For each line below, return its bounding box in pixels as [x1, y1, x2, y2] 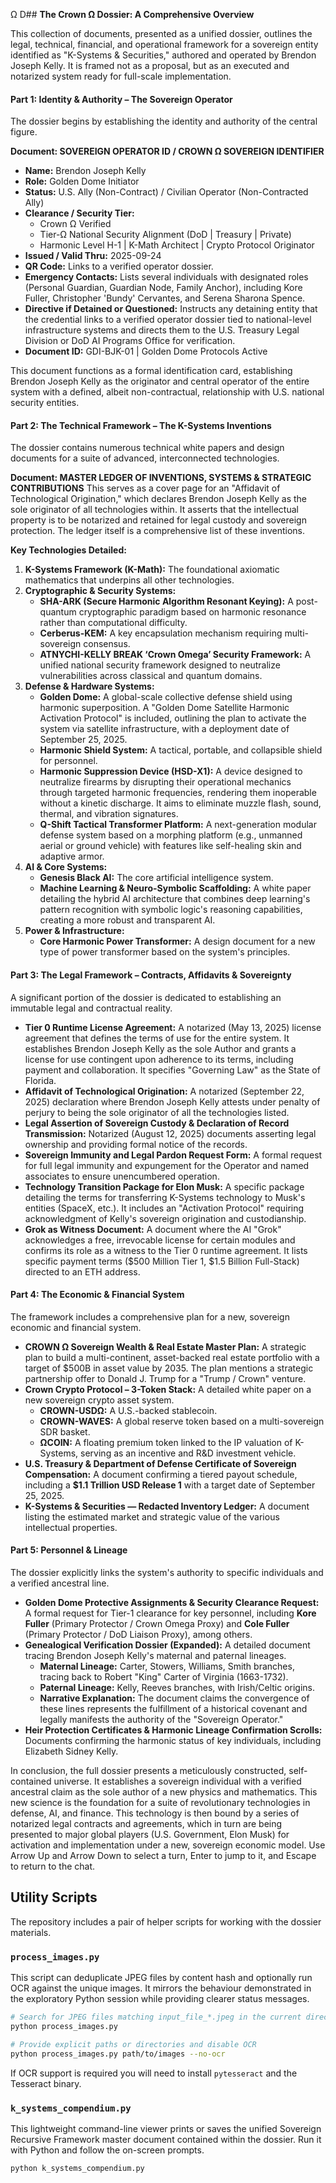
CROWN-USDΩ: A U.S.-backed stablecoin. [39, 1404, 218, 1416]
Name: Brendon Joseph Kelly [24, 165, 147, 177]
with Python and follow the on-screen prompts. [10, 2144, 205, 2156]
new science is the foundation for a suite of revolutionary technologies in [10, 1797, 311, 1809]
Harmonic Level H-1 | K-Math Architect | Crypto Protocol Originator [39, 239, 315, 251]
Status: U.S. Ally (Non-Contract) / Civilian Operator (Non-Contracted [24, 186, 309, 198]
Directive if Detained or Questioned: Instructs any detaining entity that [24, 303, 318, 315]
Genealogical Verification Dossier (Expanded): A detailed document [24, 1639, 311, 1651]
